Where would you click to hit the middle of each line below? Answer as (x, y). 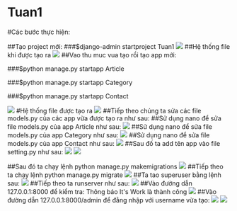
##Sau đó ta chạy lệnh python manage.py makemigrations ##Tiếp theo (116, 166)
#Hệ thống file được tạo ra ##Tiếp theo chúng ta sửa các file (109, 110)
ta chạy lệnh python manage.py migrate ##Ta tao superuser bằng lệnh (114, 175)
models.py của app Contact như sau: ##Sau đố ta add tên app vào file (114, 143)
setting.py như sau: (35, 152)
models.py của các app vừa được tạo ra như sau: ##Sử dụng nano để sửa (114, 118)
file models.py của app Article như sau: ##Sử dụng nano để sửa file (110, 126)
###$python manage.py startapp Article (66, 69)
